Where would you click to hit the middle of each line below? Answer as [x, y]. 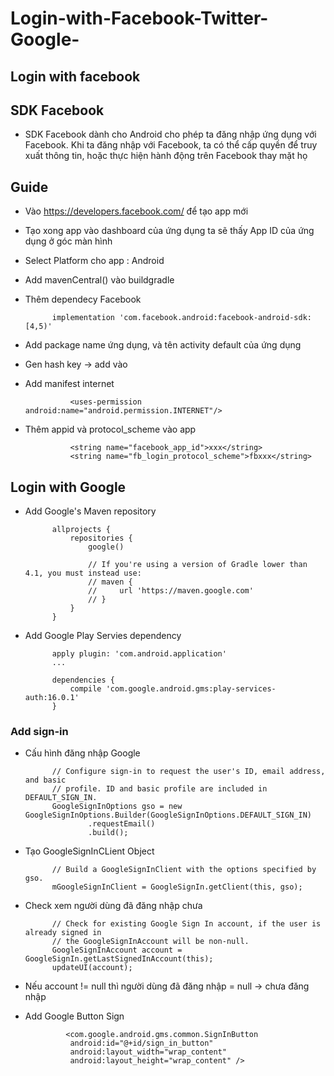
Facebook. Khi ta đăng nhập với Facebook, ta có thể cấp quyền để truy [171, 145]
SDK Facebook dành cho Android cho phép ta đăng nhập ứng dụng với [170, 134]
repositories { [101, 538]
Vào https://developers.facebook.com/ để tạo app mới [136, 211]
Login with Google [68, 487]
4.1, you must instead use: [83, 573]
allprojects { [81, 530]
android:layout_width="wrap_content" [148, 1052]
